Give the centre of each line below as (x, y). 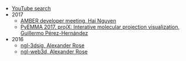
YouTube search (31, 8)
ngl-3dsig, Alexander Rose (52, 45)
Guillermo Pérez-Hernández (54, 33)
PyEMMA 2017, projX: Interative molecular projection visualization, (100, 27)
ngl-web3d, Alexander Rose (54, 51)
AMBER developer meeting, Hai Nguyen (68, 21)
